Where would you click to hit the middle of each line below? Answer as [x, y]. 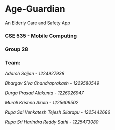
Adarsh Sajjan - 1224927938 [35, 74]
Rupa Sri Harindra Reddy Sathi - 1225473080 [52, 122]
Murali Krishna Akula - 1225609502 [42, 103]
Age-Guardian [35, 9]
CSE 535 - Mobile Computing [41, 36]
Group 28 [17, 49]
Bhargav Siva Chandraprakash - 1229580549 [52, 83]
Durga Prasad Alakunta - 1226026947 [45, 93]
